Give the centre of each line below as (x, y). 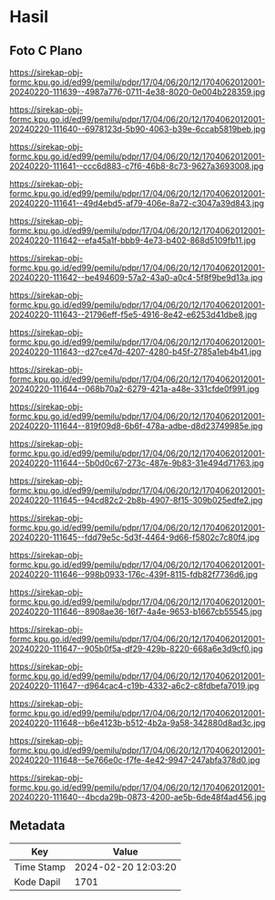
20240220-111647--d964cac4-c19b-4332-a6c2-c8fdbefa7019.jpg (134, 686)
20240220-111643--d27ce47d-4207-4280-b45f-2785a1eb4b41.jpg (136, 352)
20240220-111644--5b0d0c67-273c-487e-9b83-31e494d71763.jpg (137, 463)
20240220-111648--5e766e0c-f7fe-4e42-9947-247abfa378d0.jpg (135, 760)
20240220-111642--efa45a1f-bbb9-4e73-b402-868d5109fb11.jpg (133, 240)
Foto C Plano (46, 51)
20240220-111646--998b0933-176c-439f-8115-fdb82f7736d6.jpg (133, 574)
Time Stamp (40, 867)
